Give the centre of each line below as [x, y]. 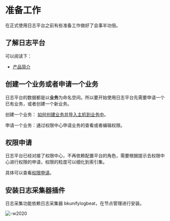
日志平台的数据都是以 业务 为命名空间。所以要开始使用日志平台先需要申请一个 [85, 97]
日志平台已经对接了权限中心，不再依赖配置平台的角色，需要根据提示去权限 [83, 156]
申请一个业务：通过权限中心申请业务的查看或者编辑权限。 [65, 125]
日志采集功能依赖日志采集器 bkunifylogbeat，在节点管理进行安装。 [75, 203]
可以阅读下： [18, 56]
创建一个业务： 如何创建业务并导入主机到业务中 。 [57, 114]
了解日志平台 [25, 43]
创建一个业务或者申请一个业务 [52, 84]
